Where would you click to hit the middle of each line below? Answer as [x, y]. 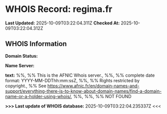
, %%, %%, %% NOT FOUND [101, 96]
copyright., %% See [26, 86]
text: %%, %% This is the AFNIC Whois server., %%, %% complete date [80, 75]
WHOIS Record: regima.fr [59, 9]
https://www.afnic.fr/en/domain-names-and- [93, 86]
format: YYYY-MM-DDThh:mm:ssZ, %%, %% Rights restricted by [73, 80]
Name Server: [20, 65]
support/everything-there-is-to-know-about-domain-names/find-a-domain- [83, 91]
